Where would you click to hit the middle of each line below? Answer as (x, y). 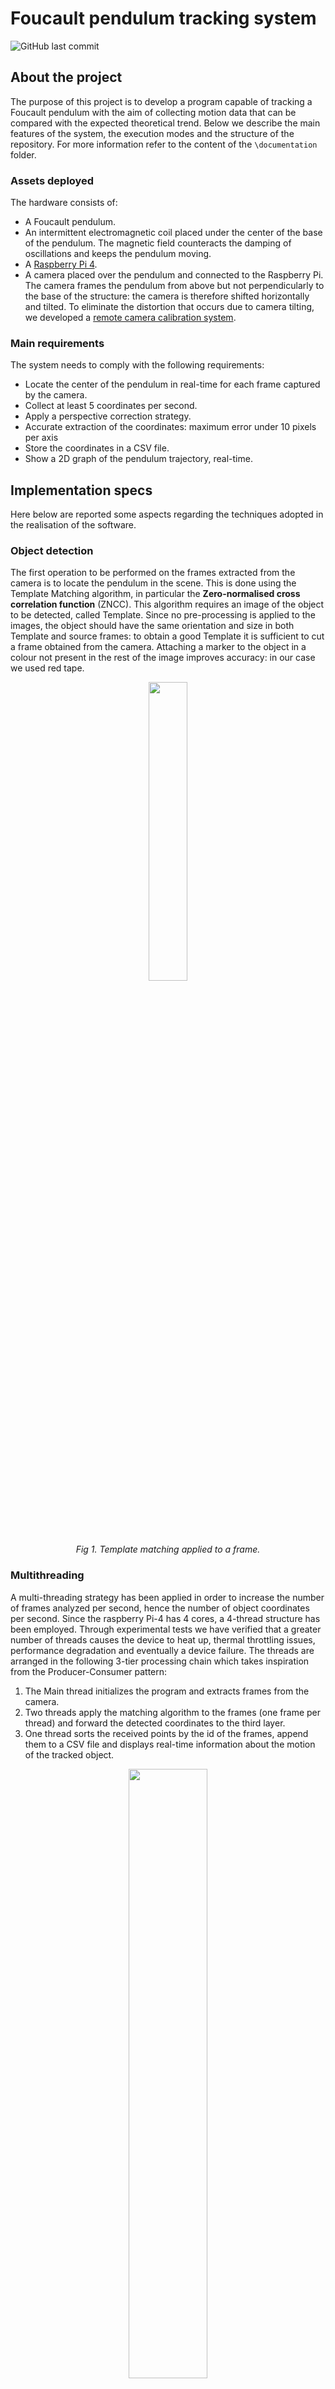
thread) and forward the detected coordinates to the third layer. (155, 1723)
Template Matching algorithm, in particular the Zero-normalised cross (155, 594)
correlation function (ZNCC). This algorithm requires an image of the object (167, 604)
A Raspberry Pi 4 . (61, 264)
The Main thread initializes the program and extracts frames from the (167, 1691)
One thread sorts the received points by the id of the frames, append (166, 1733)
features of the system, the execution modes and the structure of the (152, 133)
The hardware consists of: (64, 203)
